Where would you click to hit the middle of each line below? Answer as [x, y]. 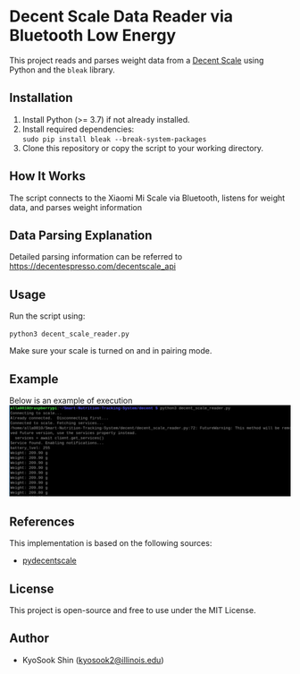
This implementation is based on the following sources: [111, 543]
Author [29, 639]
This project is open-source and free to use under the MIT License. [133, 610]
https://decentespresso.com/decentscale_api [93, 267]
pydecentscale [50, 560]
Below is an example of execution [71, 401]
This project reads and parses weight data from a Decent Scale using [137, 60]
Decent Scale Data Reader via [121, 17]
